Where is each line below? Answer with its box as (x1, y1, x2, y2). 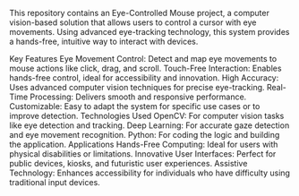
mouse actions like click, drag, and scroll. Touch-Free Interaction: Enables (9, 63, 282, 73)
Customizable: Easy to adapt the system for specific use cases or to (9, 101, 261, 111)
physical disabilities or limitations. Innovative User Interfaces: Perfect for (9, 149, 277, 159)
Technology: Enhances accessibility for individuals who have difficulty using (9, 167, 291, 178)
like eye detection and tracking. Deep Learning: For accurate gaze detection (9, 120, 290, 131)
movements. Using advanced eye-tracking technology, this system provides (9, 27, 290, 37)
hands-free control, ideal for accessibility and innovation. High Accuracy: (9, 72, 279, 83)
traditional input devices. (9, 177, 100, 187)
